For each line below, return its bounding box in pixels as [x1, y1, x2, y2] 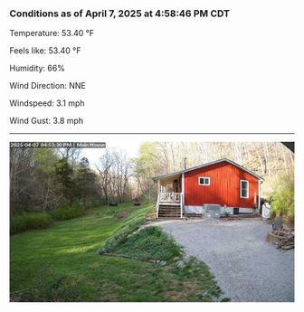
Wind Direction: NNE [9, 80, 86, 91]
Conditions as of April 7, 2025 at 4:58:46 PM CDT [9, 7, 231, 20]
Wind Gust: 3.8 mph [9, 116, 84, 127]
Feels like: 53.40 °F [9, 45, 81, 56]
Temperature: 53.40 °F [9, 28, 95, 39]
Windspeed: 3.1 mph [9, 98, 85, 109]
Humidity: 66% [9, 62, 66, 74]
